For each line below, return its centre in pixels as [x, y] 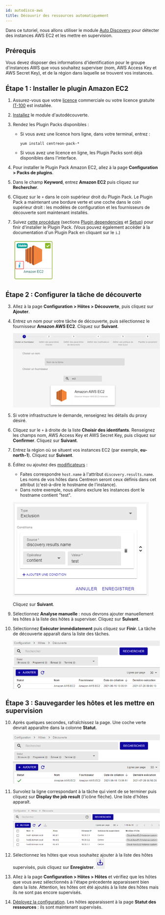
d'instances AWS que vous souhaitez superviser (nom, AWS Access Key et [81, 68]
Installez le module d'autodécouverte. [51, 115]
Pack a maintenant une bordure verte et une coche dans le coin [77, 202]
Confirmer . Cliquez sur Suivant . [45, 441]
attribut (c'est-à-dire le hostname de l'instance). [68, 485]
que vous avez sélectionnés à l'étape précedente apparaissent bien [81, 882]
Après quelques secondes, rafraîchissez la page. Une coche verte [79, 723]
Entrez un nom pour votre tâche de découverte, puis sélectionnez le [81, 321]
